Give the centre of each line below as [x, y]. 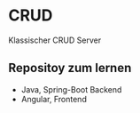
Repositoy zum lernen [70, 68]
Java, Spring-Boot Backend [71, 89]
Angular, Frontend [54, 99]
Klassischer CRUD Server [55, 40]
